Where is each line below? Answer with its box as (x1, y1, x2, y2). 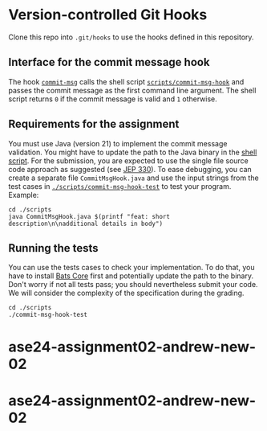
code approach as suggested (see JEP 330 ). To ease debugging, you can (8, 164, 253, 174)
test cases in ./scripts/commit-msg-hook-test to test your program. (8, 181, 232, 191)
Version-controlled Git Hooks (8, 6, 208, 24)
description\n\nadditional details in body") (8, 220, 163, 228)
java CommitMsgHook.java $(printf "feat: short (8, 212, 171, 220)
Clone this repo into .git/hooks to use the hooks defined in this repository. (8, 32, 254, 42)
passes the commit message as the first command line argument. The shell (8, 85, 257, 95)
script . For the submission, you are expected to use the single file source (8, 155, 249, 166)
